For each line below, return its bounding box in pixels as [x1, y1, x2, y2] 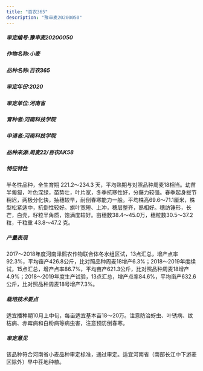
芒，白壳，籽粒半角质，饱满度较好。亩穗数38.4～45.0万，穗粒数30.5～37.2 [6, 211, 193, 219]
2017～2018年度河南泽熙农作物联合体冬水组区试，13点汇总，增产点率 [6, 250, 179, 257]
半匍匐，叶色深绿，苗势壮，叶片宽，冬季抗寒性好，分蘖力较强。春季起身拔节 [6, 189, 197, 196]
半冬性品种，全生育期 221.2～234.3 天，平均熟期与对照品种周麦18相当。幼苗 [6, 181, 196, 189]
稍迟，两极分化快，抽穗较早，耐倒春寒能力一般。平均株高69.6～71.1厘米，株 [6, 196, 195, 204]
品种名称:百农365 [6, 66, 50, 74]
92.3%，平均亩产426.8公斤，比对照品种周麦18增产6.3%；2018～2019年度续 [6, 258, 196, 265]
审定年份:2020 [6, 83, 43, 91]
